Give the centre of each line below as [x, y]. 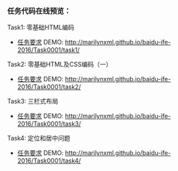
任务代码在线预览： [39, 10]
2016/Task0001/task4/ [49, 161]
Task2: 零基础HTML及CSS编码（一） [60, 65]
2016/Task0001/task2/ [49, 87]
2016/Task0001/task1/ [48, 50]
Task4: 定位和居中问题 [39, 138]
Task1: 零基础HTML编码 [41, 27]
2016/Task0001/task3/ [49, 124]
